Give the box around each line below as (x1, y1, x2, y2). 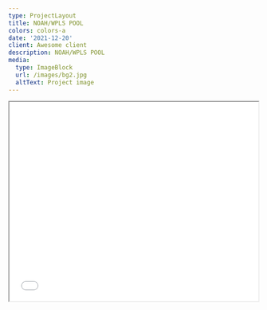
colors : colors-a (8, 26, 66, 34)
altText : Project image (15, 78, 94, 86)
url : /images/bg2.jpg (15, 71, 88, 79)
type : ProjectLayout (8, 11, 77, 20)
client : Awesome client (8, 41, 88, 49)
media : (8, 57, 30, 65)
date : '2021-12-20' (8, 33, 73, 42)
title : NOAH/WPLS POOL (8, 19, 84, 27)
